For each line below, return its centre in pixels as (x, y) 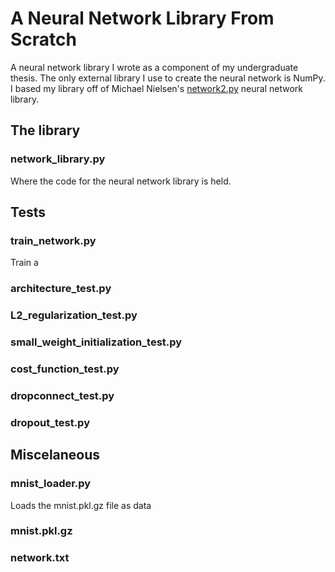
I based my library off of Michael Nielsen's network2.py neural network (156, 88)
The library (45, 130)
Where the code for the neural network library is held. (121, 181)
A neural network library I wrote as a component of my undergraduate (154, 67)
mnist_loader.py (51, 484)
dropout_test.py (50, 422)
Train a (24, 263)
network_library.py (58, 159)
